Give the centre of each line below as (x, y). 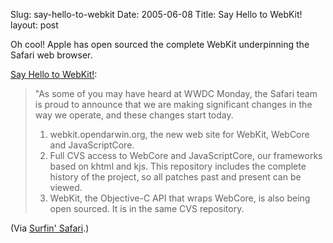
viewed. (66, 187)
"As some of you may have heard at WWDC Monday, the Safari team (176, 93)
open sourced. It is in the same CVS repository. (147, 208)
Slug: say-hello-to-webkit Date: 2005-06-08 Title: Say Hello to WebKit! (156, 14)
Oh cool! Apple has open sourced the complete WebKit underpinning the (160, 44)
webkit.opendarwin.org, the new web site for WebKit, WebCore (179, 134)
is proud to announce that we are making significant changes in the (173, 104)
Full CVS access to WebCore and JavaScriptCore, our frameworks (186, 155)
